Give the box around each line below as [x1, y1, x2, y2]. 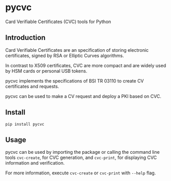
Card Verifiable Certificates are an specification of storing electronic [5, 47, 149, 53]
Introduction [5, 33, 46, 42]
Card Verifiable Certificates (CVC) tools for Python [5, 18, 111, 25]
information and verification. [5, 160, 65, 166]
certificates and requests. [5, 83, 60, 89]
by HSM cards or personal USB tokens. [5, 68, 88, 74]
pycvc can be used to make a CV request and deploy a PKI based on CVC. [5, 93, 162, 99]
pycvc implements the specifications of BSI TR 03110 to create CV [5, 77, 144, 84]
